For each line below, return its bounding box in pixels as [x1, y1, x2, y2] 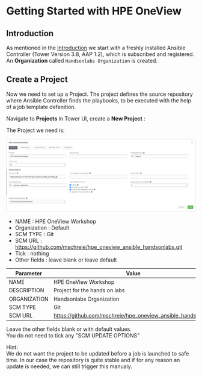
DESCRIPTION [8, 287, 44, 294]
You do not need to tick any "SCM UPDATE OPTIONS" [6, 331, 140, 339]
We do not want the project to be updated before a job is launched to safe [6, 349, 189, 357]
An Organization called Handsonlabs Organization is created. [6, 57, 158, 64]
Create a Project [6, 74, 68, 85]
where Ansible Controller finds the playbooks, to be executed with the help [6, 96, 191, 104]
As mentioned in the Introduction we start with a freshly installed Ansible [6, 44, 186, 51]
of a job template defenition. [6, 103, 76, 110]
